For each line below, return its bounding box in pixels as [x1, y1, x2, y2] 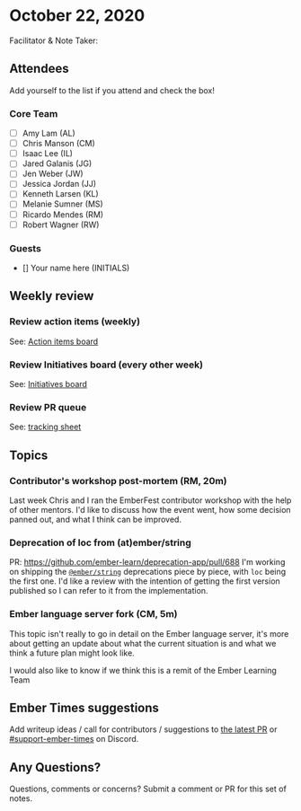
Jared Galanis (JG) [22, 158, 93, 169]
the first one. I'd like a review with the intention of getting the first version [9, 576, 280, 586]
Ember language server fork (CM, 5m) [9, 608, 178, 621]
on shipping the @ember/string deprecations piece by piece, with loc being [9, 567, 287, 577]
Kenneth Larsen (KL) [22, 189, 99, 199]
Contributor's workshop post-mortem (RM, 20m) [9, 474, 227, 487]
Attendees [9, 61, 69, 76]
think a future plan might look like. [9, 648, 135, 658]
